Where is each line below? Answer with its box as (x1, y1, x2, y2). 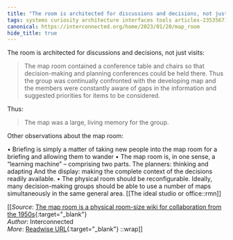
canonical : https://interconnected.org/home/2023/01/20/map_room (7, 23, 200, 30)
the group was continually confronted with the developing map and (24, 77, 216, 85)
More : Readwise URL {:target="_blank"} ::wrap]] (7, 225, 144, 233)
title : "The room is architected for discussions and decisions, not (7, 10, 213, 17)
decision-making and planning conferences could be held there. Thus (24, 69, 224, 78)
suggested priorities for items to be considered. (24, 92, 161, 100)
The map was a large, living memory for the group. (24, 119, 169, 127)
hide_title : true (7, 29, 58, 37)
